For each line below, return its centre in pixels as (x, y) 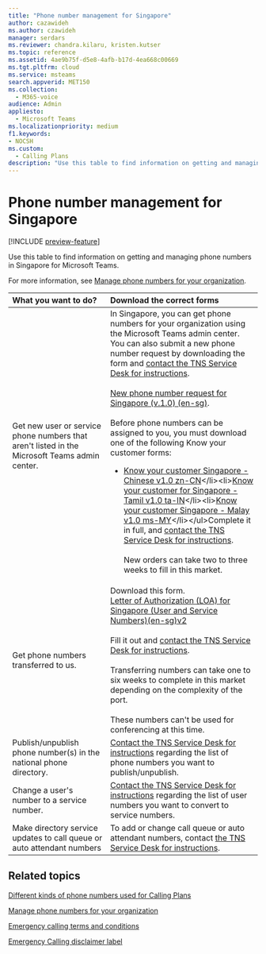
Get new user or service (57, 426)
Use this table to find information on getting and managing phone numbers (130, 257)
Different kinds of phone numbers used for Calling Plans (100, 895)
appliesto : (26, 112)
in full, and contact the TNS (175, 531)
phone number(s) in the (56, 753)
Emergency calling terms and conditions (74, 925)
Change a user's (43, 790)
